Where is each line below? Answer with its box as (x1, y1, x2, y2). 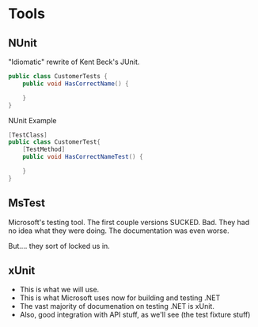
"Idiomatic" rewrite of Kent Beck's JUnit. (8, 57, 140, 66)
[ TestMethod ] (22, 145, 66, 154)
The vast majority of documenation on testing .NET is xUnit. (19, 302, 215, 311)
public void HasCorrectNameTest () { (22, 153, 144, 161)
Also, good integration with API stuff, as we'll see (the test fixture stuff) (19, 310, 251, 320)
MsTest (8, 197, 46, 210)
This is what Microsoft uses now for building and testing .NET (19, 293, 221, 303)
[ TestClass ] (8, 131, 47, 139)
